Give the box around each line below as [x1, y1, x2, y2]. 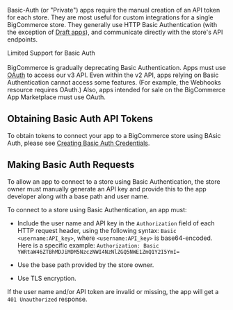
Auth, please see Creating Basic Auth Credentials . [7, 139, 150, 147]
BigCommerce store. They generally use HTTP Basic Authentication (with [7, 21, 218, 28]
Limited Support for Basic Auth [7, 49, 95, 57]
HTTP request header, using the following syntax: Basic [17, 226, 177, 234]
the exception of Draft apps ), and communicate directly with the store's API [7, 28, 223, 36]
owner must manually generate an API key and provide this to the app [7, 184, 207, 193]
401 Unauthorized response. [7, 295, 88, 303]
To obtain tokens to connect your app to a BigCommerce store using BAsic [7, 131, 221, 139]
